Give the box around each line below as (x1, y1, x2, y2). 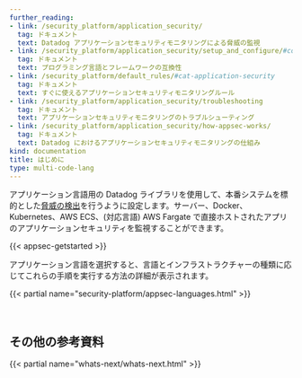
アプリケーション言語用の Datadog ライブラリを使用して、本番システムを (9, 189, 281, 200)
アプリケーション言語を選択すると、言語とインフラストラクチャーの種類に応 (9, 259, 292, 270)
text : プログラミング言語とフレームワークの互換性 (17, 64, 182, 73)
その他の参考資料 (9, 334, 104, 349)
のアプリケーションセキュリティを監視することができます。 (9, 223, 229, 233)
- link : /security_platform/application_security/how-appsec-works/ (9, 122, 271, 131)
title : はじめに (9, 154, 65, 164)
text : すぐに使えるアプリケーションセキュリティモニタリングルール (17, 88, 235, 97)
